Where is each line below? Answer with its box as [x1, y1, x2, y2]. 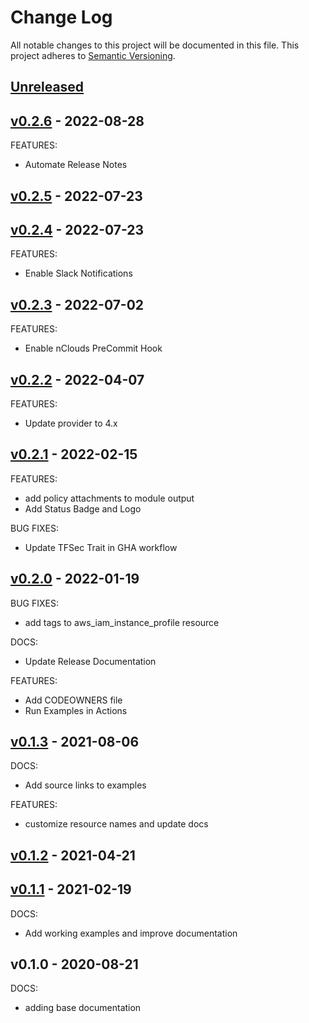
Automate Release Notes [24, 159, 128, 171]
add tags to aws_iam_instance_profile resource [24, 616, 220, 628]
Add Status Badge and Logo [24, 502, 142, 515]
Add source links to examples [24, 779, 147, 791]
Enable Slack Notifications [24, 267, 133, 280]
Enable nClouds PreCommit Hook [24, 342, 163, 355]
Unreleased [10, 79, 85, 96]
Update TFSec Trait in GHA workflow [24, 541, 178, 553]
